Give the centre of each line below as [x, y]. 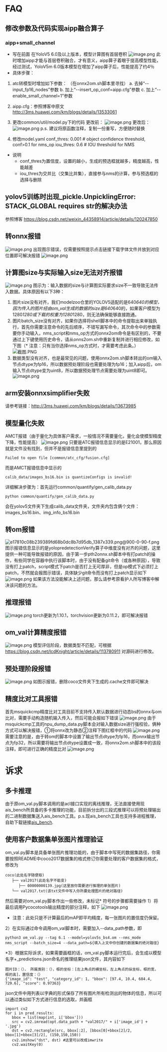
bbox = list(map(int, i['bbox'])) [47, 1017]
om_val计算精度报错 [36, 632]
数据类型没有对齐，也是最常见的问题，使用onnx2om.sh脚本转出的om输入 [87, 358]
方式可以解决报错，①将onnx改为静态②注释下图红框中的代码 [69, 730]
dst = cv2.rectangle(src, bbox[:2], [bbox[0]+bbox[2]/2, [72, 1030]
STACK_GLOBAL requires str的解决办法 [66, 206]
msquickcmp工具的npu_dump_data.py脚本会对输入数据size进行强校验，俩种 [83, 724]
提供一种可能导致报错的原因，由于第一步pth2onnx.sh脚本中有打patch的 [78, 554]
